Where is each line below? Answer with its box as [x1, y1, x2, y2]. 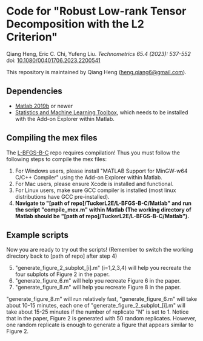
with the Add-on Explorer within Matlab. [15, 115, 115, 122]
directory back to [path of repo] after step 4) [6, 252, 118, 260]
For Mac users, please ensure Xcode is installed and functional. [15, 180, 174, 187]
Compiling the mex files [6, 133, 98, 143]
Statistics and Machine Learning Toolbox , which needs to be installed [15, 108, 188, 116]
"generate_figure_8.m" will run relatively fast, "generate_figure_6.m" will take [6, 295, 198, 303]
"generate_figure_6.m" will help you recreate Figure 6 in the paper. [15, 277, 181, 284]
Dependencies [6, 86, 62, 97]
